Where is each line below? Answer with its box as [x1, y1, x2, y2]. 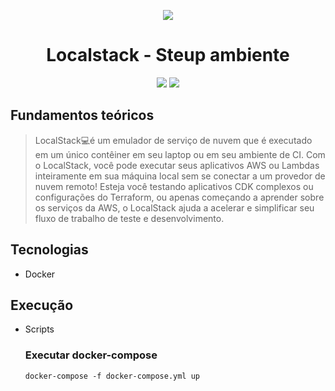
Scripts [24, 323, 55, 335]
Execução [10, 296, 74, 314]
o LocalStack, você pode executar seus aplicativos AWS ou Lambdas [34, 159, 320, 171]
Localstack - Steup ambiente [46, 44, 290, 67]
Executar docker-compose [24, 348, 158, 362]
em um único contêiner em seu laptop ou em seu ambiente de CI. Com [34, 148, 326, 160]
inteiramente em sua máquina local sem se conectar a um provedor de [34, 170, 326, 182]
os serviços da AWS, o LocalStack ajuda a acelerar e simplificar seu [34, 201, 315, 214]
